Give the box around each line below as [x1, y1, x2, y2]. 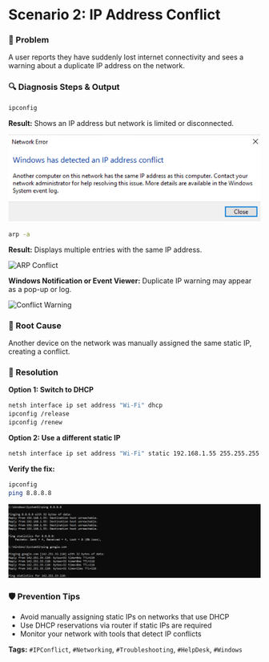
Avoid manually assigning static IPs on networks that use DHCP [19, 612, 230, 622]
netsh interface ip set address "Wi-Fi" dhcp [8, 401, 163, 410]
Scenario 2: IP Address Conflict [8, 6, 221, 24]
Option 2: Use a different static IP [8, 433, 121, 443]
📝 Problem [8, 35, 50, 46]
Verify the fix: [8, 464, 55, 473]
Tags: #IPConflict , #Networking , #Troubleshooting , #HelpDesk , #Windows [8, 644, 243, 655]
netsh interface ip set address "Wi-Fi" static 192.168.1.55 [8, 449, 217, 458]
